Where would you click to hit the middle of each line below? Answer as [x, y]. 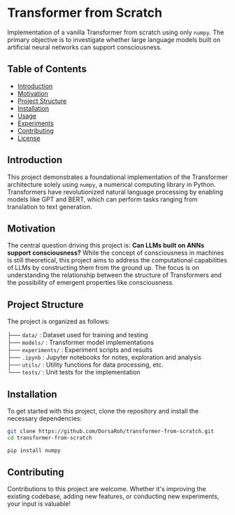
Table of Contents [47, 69]
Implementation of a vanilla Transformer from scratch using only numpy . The [116, 32]
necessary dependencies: [45, 418]
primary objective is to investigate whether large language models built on [114, 39]
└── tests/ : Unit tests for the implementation [74, 372]
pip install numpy [34, 450]
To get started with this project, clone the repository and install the [103, 411]
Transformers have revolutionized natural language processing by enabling [115, 192]
